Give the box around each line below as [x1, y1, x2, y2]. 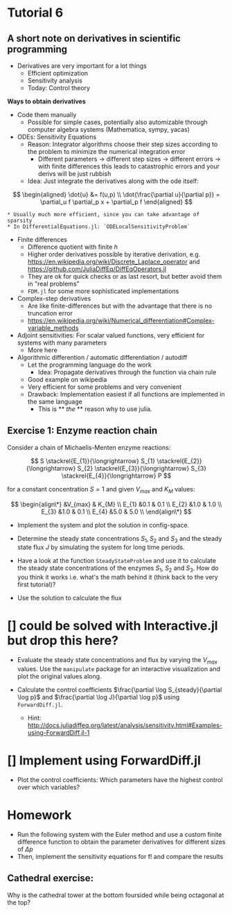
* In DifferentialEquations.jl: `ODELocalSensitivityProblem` [7, 223, 190, 230]
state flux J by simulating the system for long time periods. [17, 543, 185, 552]
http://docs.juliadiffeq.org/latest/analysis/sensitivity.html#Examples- [27, 721, 223, 729]
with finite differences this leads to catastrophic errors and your [37, 162, 220, 171]
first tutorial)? [17, 580, 56, 589]
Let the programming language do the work [27, 360, 152, 369]
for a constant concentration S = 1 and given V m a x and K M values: [7, 485, 195, 495]
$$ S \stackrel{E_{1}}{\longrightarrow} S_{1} [30, 456, 156, 465]
